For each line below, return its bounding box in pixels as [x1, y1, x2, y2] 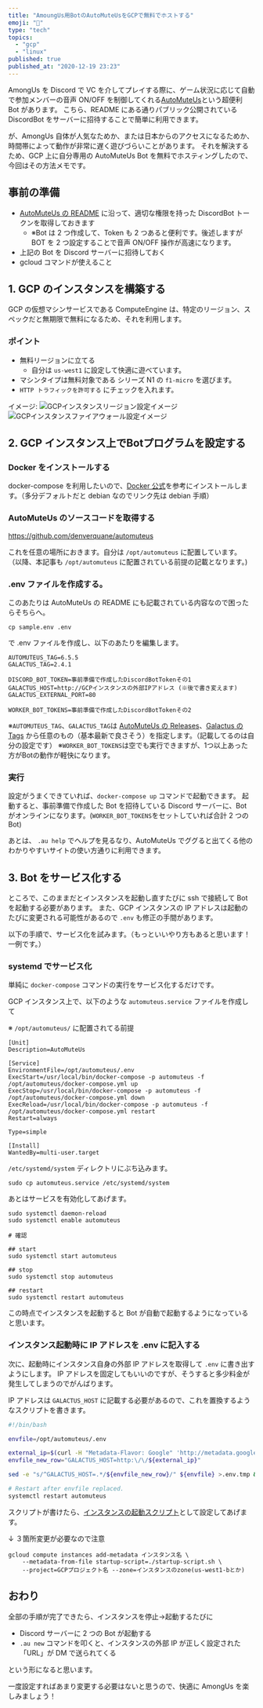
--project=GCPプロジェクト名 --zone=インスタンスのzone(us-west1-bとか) [22, 1566, 245, 1574]
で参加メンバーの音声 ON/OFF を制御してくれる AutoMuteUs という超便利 [8, 95, 243, 104]
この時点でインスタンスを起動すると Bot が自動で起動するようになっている [8, 1308, 249, 1318]
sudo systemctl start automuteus [8, 1253, 117, 1261]
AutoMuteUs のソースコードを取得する [8, 513, 155, 524]
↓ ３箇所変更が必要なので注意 [8, 1534, 106, 1543]
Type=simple [8, 1128, 47, 1137]
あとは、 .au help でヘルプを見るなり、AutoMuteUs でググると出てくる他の [8, 836, 253, 845]
